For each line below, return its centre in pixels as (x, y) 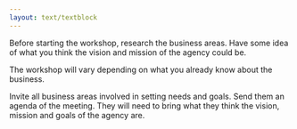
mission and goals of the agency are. (77, 115)
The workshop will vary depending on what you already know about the (141, 69)
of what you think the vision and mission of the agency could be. (128, 52)
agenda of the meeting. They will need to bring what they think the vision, (144, 105)
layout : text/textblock (54, 17)
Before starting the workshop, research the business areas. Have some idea (149, 43)
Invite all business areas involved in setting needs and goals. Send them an (147, 96)
